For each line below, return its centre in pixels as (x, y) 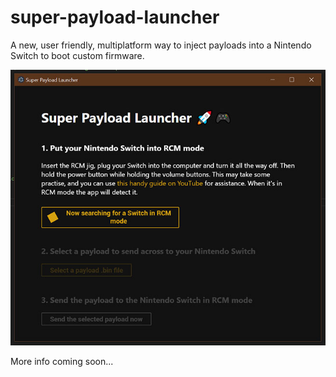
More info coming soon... (62, 362)
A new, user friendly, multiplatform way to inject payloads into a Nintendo (161, 45)
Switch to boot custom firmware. (77, 55)
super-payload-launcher (115, 17)
